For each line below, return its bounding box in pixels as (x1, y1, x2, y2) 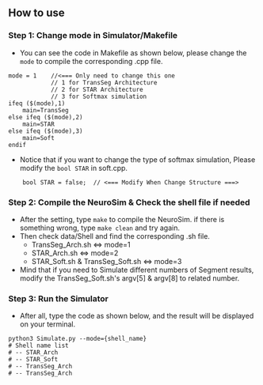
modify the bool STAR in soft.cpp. (19, 163, 128, 172)
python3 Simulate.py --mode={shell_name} (8, 335, 147, 343)
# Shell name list (8, 342, 69, 350)
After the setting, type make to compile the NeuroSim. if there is (19, 214, 225, 224)
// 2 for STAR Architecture (50, 85, 144, 93)
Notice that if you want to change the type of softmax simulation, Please (19, 154, 256, 164)
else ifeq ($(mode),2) (8, 113, 83, 121)
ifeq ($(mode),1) (8, 99, 66, 108)
